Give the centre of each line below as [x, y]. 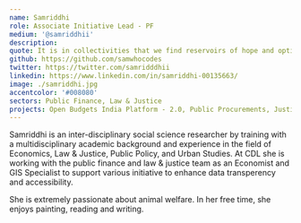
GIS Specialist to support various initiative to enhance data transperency [142, 173]
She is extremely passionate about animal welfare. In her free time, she [140, 200]
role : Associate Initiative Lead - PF [82, 26]
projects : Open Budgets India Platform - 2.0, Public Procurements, [140, 109]
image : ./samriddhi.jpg [54, 84]
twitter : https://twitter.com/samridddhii [90, 68]
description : [34, 43]
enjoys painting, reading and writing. [77, 209]
